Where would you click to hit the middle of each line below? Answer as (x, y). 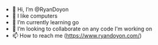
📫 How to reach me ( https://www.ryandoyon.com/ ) (77, 36)
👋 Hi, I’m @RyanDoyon (40, 9)
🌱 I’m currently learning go (45, 22)
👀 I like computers (35, 16)
